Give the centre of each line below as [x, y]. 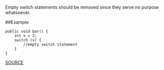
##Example [17, 22]
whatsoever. [18, 12]
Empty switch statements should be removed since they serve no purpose [82, 7]
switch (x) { [28, 40]
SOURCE [14, 62]
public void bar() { [27, 31]
